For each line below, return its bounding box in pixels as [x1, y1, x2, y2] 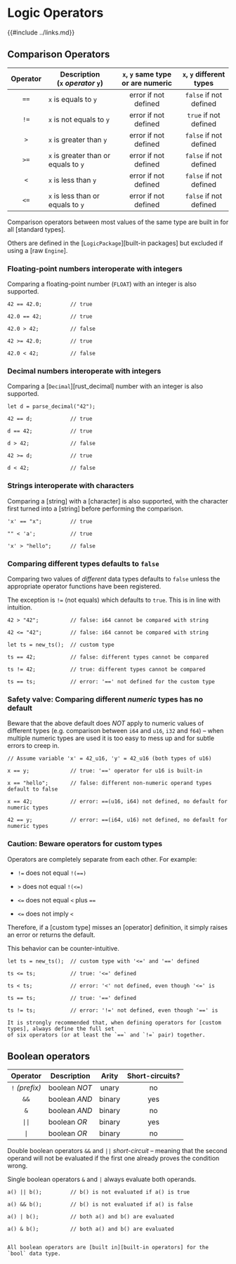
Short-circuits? [126, 1071, 181, 1081]
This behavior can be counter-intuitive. [7, 944, 119, 952]
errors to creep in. [7, 742, 60, 750]
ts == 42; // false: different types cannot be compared [7, 653, 209, 661]
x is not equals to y [48, 114, 110, 124]
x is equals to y [48, 94, 98, 104]
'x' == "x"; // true [7, 518, 93, 525]
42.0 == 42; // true [7, 313, 93, 320]
